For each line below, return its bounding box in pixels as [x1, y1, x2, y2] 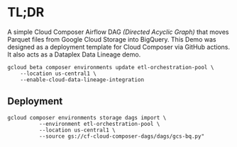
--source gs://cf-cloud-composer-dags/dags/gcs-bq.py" [38, 132, 204, 140]
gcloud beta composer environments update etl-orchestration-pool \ [7, 64, 214, 71]
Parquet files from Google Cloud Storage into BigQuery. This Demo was [7, 35, 216, 43]
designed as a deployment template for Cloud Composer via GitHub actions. [7, 42, 231, 51]
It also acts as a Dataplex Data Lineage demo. [7, 50, 141, 59]
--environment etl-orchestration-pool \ [38, 120, 160, 127]
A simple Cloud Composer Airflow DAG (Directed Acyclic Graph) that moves [7, 28, 229, 36]
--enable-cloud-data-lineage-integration [20, 76, 144, 83]
